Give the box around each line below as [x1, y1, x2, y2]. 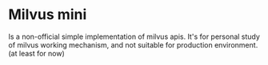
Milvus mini [8, 6, 87, 24]
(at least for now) [8, 48, 66, 58]
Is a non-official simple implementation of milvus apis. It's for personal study [8, 32, 260, 41]
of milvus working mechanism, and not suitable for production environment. [8, 40, 258, 49]
